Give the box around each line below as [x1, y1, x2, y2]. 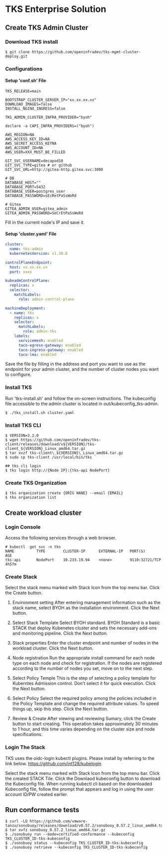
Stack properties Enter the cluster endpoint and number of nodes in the [12, 640, 159, 646]
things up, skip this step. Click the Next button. [12, 706, 108, 712]
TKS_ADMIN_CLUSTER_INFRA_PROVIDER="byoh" [5, 115, 92, 120]
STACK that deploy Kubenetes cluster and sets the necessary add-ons [12, 625, 157, 631]
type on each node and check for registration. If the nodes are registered [12, 660, 162, 666]
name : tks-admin [9, 246, 43, 252]
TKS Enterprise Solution [5, 3, 106, 15]
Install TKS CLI [5, 422, 41, 428]
